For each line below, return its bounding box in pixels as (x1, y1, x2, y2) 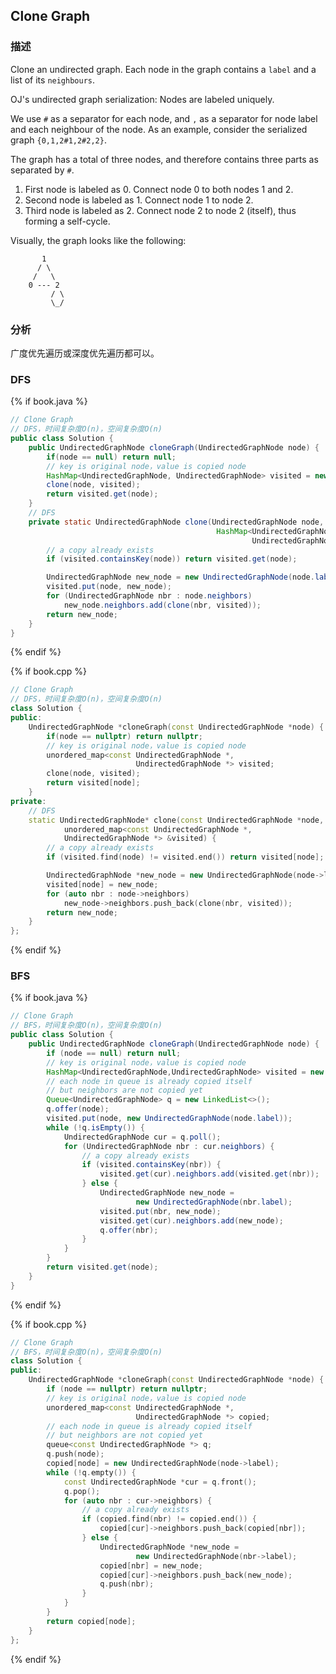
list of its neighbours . (10, 74, 96, 86)
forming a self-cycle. (24, 215, 111, 227)
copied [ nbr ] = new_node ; (99, 1560, 203, 1571)
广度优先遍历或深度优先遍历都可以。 (10, 347, 160, 359)
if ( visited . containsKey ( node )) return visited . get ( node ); (46, 554, 298, 564)
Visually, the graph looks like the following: (10, 234, 187, 246)
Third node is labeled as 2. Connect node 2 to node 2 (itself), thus (24, 204, 297, 216)
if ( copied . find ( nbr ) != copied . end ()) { (81, 1514, 257, 1524)
